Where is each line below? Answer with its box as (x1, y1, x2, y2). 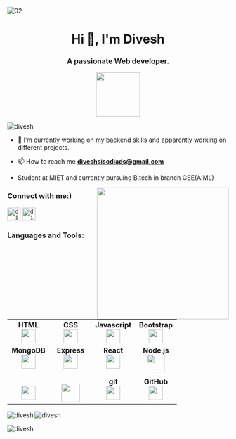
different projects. (17, 143, 70, 152)
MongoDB (11, 346, 46, 355)
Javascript (95, 320, 132, 330)
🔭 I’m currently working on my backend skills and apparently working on (17, 136, 227, 144)
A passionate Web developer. (66, 56, 170, 66)
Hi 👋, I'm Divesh (71, 32, 165, 47)
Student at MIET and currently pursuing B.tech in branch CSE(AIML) (17, 173, 214, 182)
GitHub (143, 376, 169, 386)
